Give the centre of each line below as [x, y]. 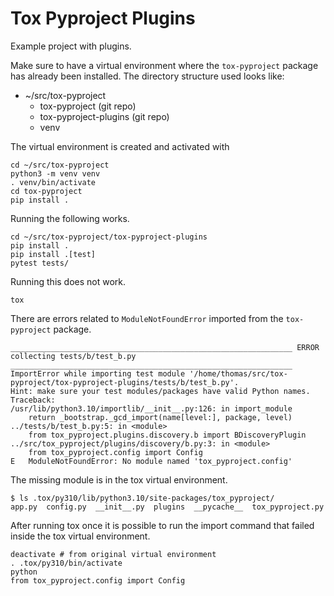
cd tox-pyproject [46, 191]
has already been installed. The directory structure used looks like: [147, 76]
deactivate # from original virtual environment [113, 554]
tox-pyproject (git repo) [88, 106]
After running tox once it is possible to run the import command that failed [162, 525]
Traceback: [33, 400]
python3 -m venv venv [55, 173]
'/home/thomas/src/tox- [238, 373]
